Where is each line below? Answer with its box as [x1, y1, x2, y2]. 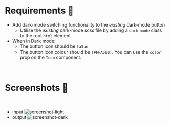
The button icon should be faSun [19, 43, 89, 49]
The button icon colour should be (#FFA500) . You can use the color [19, 48, 162, 55]
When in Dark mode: [12, 38, 56, 44]
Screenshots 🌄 [5, 82, 69, 94]
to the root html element [19, 32, 71, 38]
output [12, 114, 27, 120]
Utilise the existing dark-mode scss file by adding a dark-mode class [19, 27, 162, 33]
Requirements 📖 [5, 5, 74, 16]
